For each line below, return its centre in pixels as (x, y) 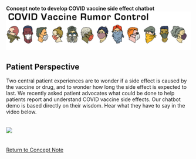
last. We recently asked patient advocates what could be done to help (90, 94)
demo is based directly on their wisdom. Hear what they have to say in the (96, 106)
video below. (21, 112)
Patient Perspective (43, 67)
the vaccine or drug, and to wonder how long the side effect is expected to (96, 87)
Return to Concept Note (35, 150)
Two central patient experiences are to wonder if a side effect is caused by (97, 81)
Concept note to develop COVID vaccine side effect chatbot (80, 8)
